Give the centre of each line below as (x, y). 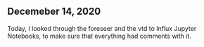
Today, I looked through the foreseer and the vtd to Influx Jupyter (102, 28)
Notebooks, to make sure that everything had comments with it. (100, 36)
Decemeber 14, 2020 (54, 12)
